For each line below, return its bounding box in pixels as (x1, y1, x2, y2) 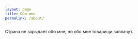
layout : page (5, 7, 31, 12)
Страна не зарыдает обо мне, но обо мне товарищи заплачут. (5, 29, 134, 35)
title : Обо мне (5, 11, 36, 16)
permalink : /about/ (5, 16, 45, 20)
